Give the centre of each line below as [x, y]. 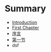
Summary [25, 9]
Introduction [24, 22]
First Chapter [25, 27]
